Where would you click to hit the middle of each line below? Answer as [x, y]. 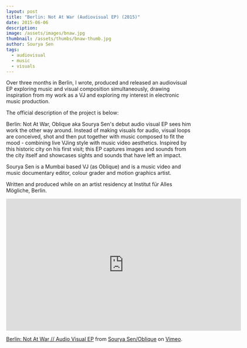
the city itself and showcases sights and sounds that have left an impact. [94, 156]
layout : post [22, 11]
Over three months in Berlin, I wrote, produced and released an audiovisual [97, 83]
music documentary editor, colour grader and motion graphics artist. [89, 173]
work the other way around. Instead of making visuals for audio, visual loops [98, 130]
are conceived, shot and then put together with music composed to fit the [95, 137]
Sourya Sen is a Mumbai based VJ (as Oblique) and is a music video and [94, 167]
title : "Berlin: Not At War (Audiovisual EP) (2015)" [73, 17]
